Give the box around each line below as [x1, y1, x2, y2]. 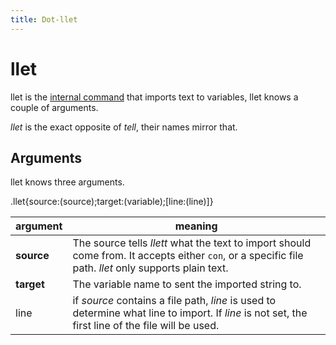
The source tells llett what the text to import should [72, 236, 312, 250]
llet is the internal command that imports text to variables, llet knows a [10, 91, 299, 103]
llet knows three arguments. [10, 176, 125, 188]
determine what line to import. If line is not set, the [72, 306, 308, 320]
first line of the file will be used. [72, 319, 220, 333]
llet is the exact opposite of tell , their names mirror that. [10, 121, 238, 133]
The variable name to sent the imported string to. [72, 277, 302, 291]
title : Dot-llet [10, 14, 78, 25]
